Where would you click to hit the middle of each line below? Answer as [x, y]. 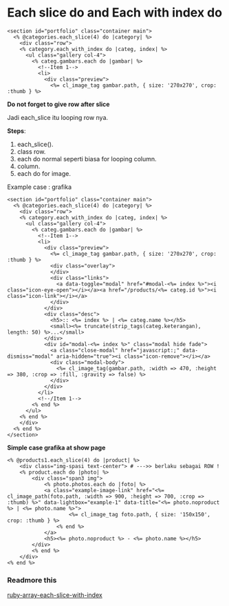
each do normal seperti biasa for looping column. [87, 159]
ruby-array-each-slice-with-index [55, 595]
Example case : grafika [40, 187]
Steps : [17, 131]
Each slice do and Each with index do [115, 13]
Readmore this [32, 580]
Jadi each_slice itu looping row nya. [58, 117]
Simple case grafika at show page [56, 447]
